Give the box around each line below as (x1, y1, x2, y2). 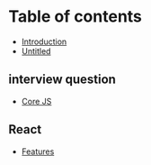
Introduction (21, 36, 67, 47)
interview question (8, 72, 116, 87)
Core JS (21, 96, 52, 106)
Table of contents (8, 6, 143, 27)
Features (21, 146, 55, 157)
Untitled (21, 45, 51, 56)
